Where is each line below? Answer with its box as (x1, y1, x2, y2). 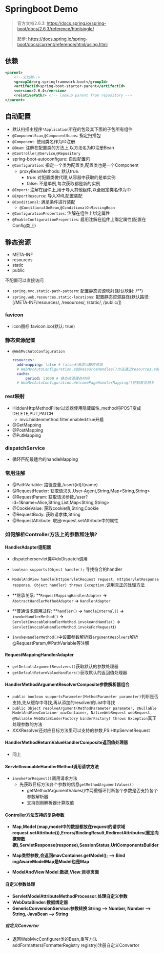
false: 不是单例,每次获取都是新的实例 (26, 180, 101, 186)
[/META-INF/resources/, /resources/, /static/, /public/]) (12, 299, 122, 305)
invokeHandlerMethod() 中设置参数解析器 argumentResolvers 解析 (12, 634, 138, 640)
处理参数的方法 (12, 721, 42, 727)
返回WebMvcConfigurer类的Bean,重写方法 (12, 936, 98, 942)
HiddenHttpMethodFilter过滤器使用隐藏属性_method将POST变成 (12, 405, 142, 411)
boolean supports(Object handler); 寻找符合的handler (12, 566, 123, 572)
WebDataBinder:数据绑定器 (12, 899, 68, 905)
